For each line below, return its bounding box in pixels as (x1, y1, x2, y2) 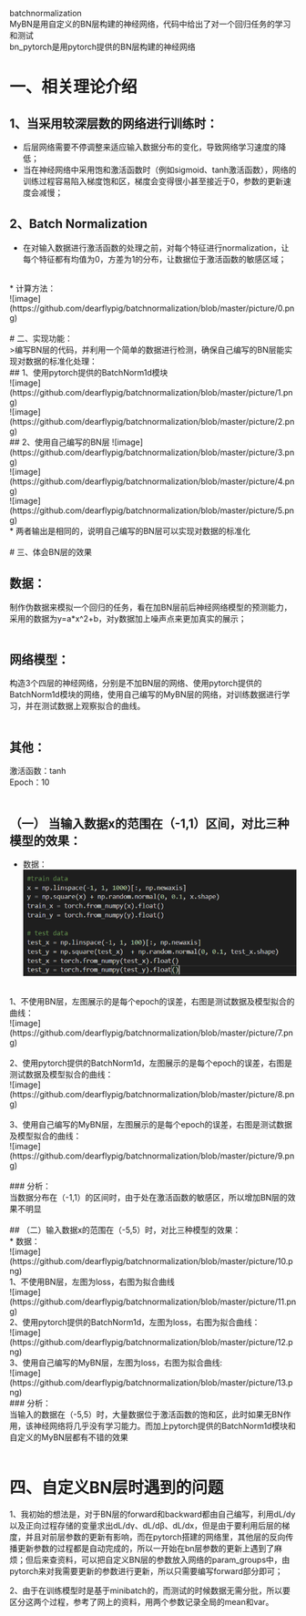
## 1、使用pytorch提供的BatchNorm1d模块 (9, 366, 168, 377)
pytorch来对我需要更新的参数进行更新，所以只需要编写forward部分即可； (9, 1566, 284, 1577)
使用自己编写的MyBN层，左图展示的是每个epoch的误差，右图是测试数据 (22, 1119, 293, 1130)
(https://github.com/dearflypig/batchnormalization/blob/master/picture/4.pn (9, 476, 295, 487)
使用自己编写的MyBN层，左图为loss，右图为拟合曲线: (22, 1357, 223, 1368)
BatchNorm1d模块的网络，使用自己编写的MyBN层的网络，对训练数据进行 (9, 689, 282, 700)
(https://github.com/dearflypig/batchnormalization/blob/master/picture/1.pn (9, 386, 293, 397)
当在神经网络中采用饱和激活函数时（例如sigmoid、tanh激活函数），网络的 (22, 164, 297, 175)
